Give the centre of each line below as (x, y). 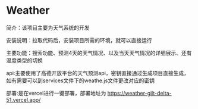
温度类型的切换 (24, 60)
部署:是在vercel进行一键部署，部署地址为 (56, 93)
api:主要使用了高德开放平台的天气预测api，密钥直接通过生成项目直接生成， (98, 73)
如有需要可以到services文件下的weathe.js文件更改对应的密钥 (81, 80)
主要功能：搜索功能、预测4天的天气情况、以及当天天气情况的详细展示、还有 (99, 53)
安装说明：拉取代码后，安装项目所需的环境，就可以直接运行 (79, 40)
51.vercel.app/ (23, 99)
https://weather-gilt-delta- (139, 93)
